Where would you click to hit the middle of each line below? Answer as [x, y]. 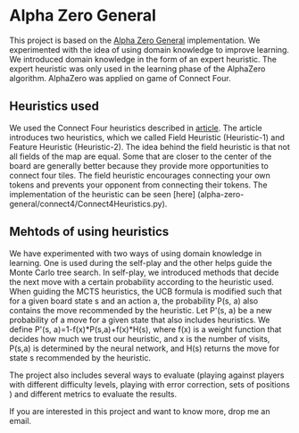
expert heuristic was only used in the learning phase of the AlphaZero [137, 69]
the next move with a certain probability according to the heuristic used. [141, 281]
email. [21, 421]
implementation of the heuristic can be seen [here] [103, 194]
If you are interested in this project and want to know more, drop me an [140, 411]
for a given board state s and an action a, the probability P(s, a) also [134, 301]
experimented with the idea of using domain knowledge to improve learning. [149, 49]
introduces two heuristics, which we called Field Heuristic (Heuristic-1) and [147, 137]
